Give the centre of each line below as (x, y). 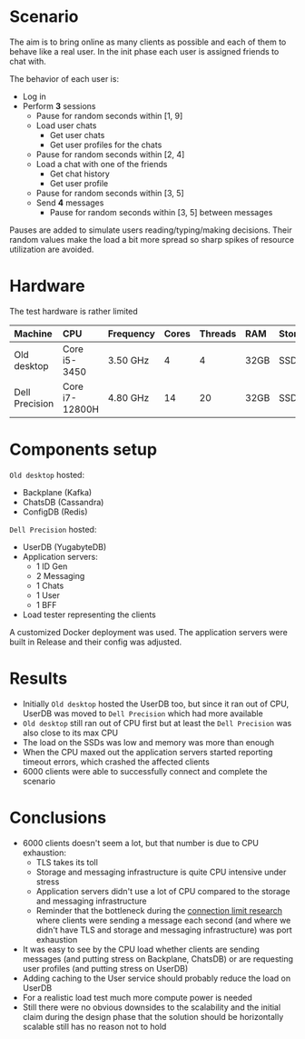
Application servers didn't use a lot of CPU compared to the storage (163, 891)
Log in (34, 96)
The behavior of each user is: (64, 78)
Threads (218, 334)
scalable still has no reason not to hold (94, 1026)
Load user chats (66, 125)
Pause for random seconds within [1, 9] (109, 115)
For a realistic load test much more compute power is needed (137, 997)
